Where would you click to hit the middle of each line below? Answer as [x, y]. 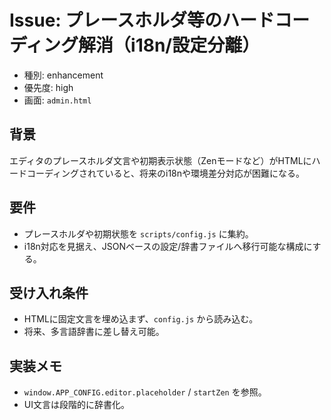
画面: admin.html [57, 100]
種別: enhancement [63, 75]
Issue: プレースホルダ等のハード [142, 20]
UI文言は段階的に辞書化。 [76, 405]
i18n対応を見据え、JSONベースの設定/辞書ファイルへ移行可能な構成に [168, 246]
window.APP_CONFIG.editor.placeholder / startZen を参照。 [145, 392]
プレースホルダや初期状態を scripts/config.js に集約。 [138, 233]
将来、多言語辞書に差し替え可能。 [94, 332]
